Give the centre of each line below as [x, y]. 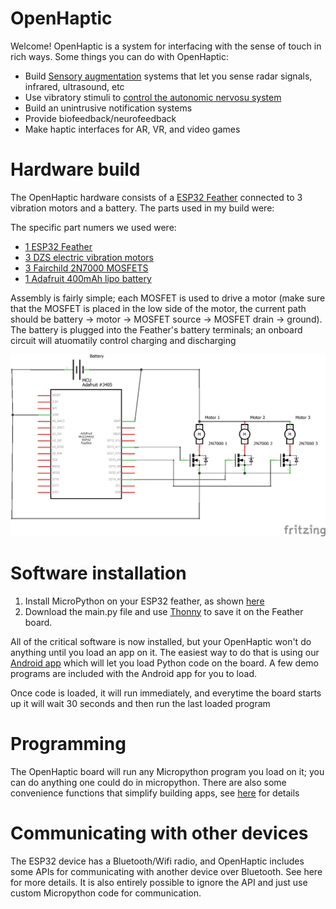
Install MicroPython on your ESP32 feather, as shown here [144, 601]
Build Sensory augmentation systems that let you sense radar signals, [168, 76]
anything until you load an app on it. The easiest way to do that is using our [165, 652]
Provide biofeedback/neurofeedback [100, 118]
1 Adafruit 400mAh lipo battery [88, 278]
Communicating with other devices [159, 833]
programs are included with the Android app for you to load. [134, 673]
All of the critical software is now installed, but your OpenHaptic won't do [161, 641]
